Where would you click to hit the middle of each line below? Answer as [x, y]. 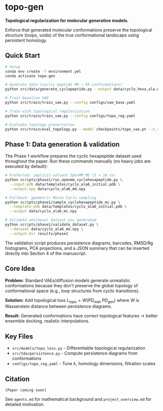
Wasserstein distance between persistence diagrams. [59, 306]
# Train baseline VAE [27, 98]
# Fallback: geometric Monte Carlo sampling [51, 198]
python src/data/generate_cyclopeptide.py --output [58, 89]
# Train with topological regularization [48, 111]
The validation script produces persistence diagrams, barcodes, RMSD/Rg [79, 243]
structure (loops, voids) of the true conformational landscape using [72, 35]
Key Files [19, 336]
